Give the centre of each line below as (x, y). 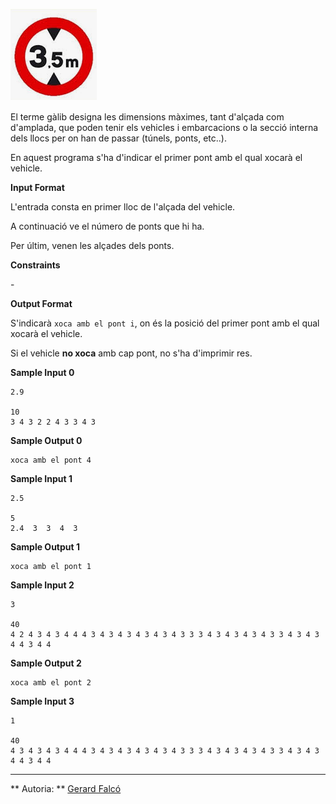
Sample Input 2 (42, 585)
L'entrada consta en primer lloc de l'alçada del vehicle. (123, 207)
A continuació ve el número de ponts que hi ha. (107, 226)
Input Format (37, 187)
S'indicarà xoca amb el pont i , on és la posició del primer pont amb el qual (165, 323)
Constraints (35, 265)
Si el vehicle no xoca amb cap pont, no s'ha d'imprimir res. (131, 353)
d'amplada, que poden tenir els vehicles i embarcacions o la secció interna (164, 127)
